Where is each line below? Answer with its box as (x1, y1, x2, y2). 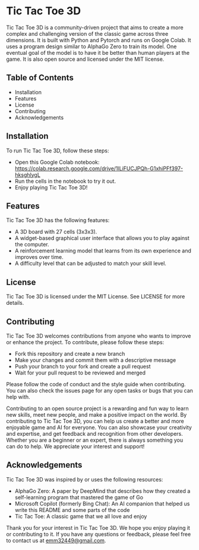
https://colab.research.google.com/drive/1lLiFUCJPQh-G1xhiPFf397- (14, 165, 184, 172)
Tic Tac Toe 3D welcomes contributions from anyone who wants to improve (6, 332, 191, 339)
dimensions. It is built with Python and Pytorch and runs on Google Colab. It (6, 36, 191, 43)
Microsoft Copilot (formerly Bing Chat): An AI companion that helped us (14, 500, 190, 507)
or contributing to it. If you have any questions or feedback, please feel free (6, 530, 191, 537)
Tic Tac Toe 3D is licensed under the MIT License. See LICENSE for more (6, 293, 185, 300)
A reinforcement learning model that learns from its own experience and (14, 247, 191, 254)
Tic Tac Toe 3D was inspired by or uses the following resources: (6, 476, 163, 483)
